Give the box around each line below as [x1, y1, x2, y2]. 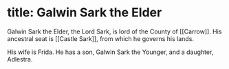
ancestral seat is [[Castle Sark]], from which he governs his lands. [7, 34, 195, 42]
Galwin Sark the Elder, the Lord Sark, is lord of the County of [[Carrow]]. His [7, 27, 222, 36]
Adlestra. [7, 55, 33, 63]
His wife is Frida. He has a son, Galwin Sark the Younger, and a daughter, [7, 48, 214, 56]
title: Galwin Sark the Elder [7, 5, 162, 20]
